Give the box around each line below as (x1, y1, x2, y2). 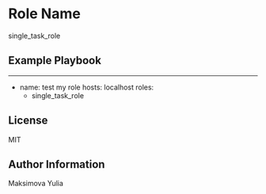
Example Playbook (8, 54, 101, 67)
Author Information (8, 158, 105, 171)
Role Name (8, 5, 81, 23)
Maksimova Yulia (8, 179, 63, 188)
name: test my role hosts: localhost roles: (19, 82, 154, 92)
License (8, 114, 48, 127)
